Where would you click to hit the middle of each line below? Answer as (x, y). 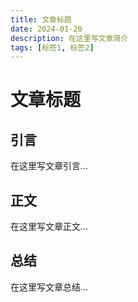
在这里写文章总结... (49, 287)
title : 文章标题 (41, 19)
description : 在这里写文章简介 (69, 38)
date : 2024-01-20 (46, 29)
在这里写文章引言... (49, 166)
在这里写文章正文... (49, 227)
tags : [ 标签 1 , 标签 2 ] (52, 47)
